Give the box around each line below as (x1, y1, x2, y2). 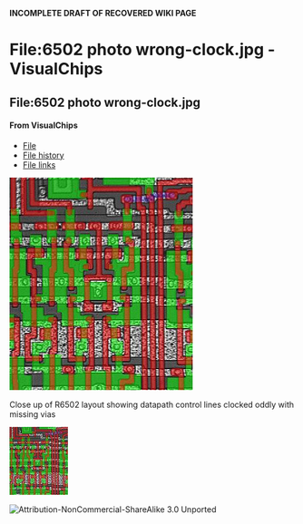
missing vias (9, 408, 56, 420)
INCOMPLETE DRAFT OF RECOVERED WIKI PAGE (9, 8, 197, 18)
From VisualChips (9, 120, 79, 131)
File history (22, 150, 65, 160)
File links (22, 159, 56, 170)
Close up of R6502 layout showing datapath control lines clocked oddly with (9, 399, 295, 410)
